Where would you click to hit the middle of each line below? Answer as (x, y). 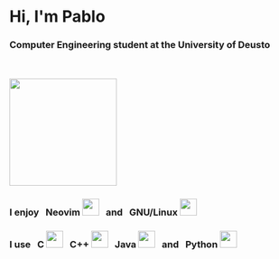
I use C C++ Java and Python (114, 245)
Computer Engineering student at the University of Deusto (140, 45)
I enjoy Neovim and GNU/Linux (93, 212)
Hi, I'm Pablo (57, 17)
